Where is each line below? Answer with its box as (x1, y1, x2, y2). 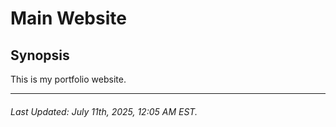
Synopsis (10, 47, 70, 64)
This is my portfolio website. (10, 73, 127, 85)
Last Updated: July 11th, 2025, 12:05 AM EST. (10, 105, 198, 117)
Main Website (10, 7, 127, 30)
